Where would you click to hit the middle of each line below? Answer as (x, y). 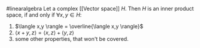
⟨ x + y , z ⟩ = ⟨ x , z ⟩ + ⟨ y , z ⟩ (45, 33)
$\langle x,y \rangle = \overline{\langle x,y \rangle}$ (79, 26)
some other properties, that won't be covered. (72, 39)
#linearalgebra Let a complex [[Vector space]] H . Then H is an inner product (100, 9)
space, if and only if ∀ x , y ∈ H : (44, 15)
